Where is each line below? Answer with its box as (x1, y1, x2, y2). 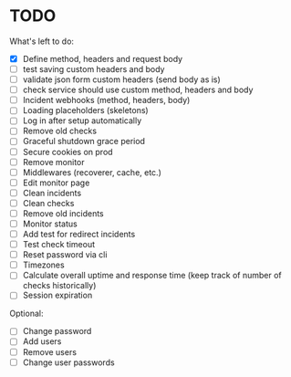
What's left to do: (9, 36, 75, 47)
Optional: (9, 308, 44, 319)
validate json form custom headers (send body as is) (22, 74, 221, 85)
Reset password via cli (22, 249, 108, 260)
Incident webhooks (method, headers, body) (22, 95, 191, 106)
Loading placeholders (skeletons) (22, 105, 149, 116)
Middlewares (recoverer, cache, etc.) (22, 166, 162, 178)
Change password (22, 326, 92, 337)
